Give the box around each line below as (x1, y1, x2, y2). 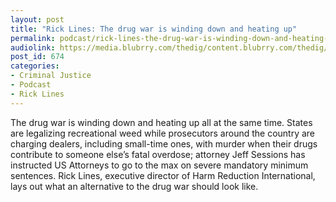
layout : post (10, 14, 65, 25)
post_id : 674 (10, 52, 65, 62)
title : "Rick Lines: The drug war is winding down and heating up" (10, 24, 298, 34)
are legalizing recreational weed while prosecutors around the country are (10, 127, 316, 139)
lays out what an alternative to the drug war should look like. (10, 180, 259, 192)
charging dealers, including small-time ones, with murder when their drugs (10, 137, 318, 150)
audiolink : (10, 42, 56, 53)
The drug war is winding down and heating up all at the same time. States (10, 116, 313, 128)
